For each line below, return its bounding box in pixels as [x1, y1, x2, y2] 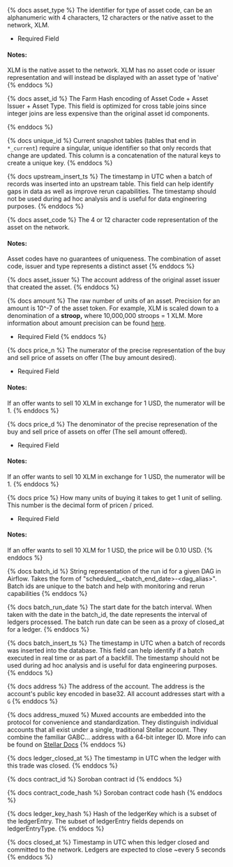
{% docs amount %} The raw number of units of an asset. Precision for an [7, 297, 220, 305]
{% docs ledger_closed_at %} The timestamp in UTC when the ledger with [7, 754, 221, 763]
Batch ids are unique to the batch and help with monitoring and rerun [7, 582, 205, 590]
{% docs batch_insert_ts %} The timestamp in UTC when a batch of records [7, 639, 225, 647]
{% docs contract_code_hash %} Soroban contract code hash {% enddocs [7, 789, 223, 797]
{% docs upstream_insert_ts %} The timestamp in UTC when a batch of [7, 172, 213, 181]
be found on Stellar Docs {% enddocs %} [7, 740, 126, 749]
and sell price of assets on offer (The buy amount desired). [7, 354, 176, 362]
